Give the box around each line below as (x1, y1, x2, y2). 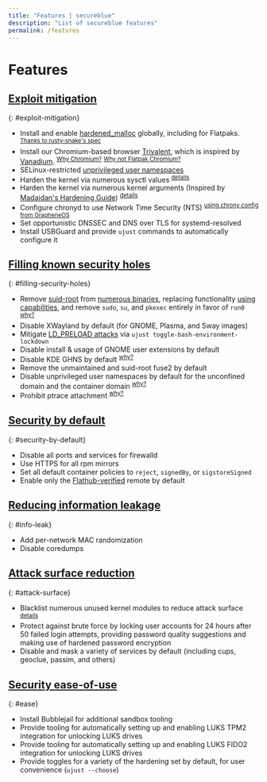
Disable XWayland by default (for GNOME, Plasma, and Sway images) (19, 321, 249, 330)
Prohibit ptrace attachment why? (19, 390, 124, 401)
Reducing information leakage (8, 499, 161, 512)
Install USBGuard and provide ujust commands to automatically (19, 226, 229, 236)
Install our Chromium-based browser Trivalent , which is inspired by (19, 147, 240, 156)
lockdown (19, 338, 49, 346)
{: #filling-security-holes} (8, 279, 91, 288)
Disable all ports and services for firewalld (19, 450, 158, 460)
